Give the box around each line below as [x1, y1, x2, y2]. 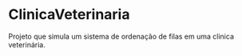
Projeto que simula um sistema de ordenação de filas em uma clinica [8, 32, 234, 41]
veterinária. [8, 39, 46, 49]
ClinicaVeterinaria [8, 6, 130, 24]
